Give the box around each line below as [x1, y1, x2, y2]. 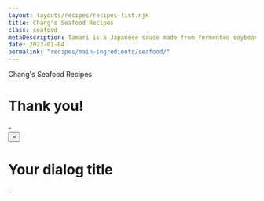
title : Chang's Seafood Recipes [8, 19, 114, 27]
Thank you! [8, 97, 84, 115]
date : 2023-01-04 [8, 41, 65, 49]
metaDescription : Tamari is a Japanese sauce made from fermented [8, 33, 230, 42]
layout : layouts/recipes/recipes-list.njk [8, 11, 149, 20]
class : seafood [8, 26, 58, 34]
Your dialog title [8, 161, 114, 179]
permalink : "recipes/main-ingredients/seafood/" [8, 48, 170, 56]
